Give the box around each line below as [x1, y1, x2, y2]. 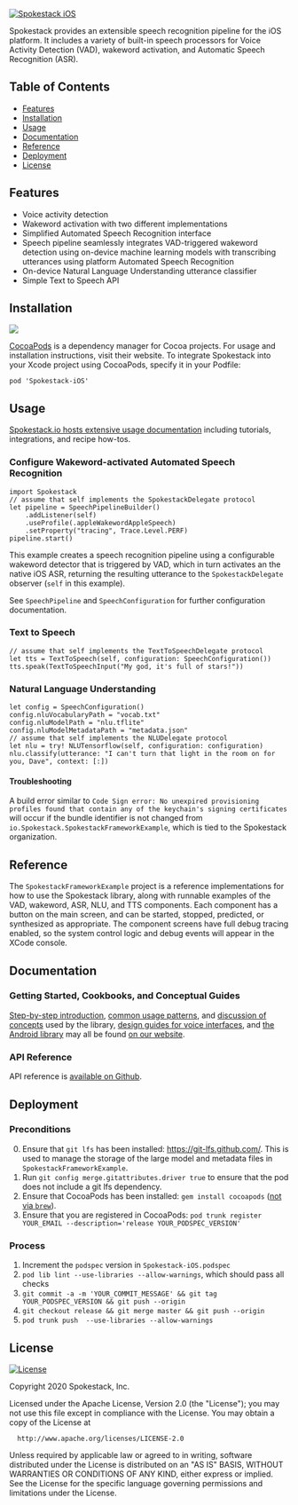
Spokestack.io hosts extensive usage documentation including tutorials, [9, 424, 272, 435]
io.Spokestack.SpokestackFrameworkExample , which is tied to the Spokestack [9, 822, 286, 833]
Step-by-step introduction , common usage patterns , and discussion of [9, 1010, 267, 1020]
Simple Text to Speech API [21, 275, 120, 286]
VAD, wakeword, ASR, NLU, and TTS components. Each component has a [9, 900, 278, 910]
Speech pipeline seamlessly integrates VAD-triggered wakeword [21, 237, 259, 248]
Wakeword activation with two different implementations [21, 218, 228, 229]
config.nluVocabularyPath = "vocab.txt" [9, 711, 161, 720]
